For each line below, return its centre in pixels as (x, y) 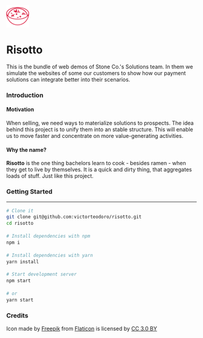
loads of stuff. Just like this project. (50, 176)
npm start (19, 281)
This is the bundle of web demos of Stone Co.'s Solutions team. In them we (100, 67)
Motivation (20, 109)
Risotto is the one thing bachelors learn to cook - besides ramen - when (96, 163)
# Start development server (42, 275)
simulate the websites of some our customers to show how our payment (96, 73)
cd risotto (20, 223)
